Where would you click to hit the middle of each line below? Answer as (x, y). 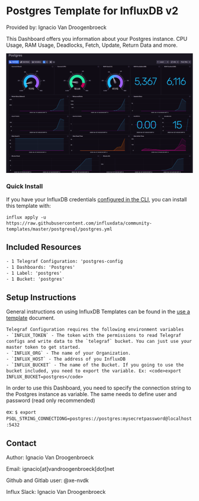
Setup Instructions (41, 297)
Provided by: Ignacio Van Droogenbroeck (56, 27)
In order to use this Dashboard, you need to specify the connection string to (99, 388)
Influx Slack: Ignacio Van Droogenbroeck (56, 492)
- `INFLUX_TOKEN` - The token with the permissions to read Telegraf (94, 336)
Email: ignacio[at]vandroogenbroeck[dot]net (60, 469)
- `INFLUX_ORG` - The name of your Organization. (69, 354)
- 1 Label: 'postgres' (34, 274)
